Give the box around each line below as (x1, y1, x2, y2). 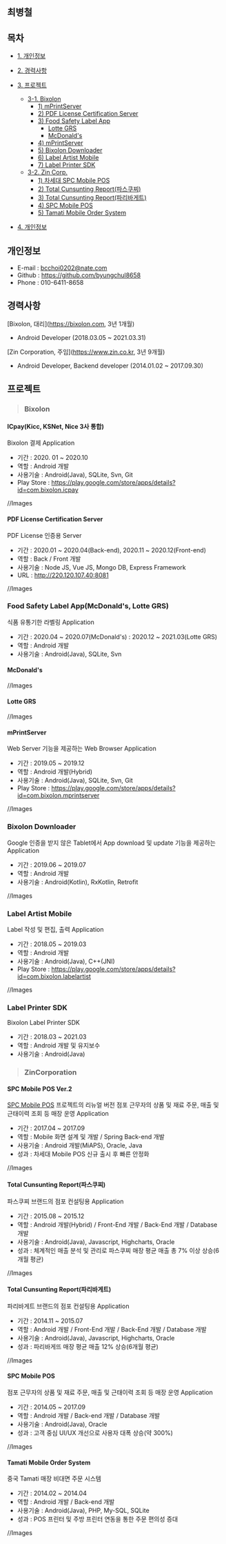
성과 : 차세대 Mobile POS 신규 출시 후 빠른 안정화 (17, 1150, 150, 1159)
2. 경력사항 (17, 66, 47, 74)
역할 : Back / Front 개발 (17, 554, 81, 563)
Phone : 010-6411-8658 (17, 279, 84, 287)
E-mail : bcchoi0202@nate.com (17, 264, 107, 272)
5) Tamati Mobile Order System (37, 209, 126, 217)
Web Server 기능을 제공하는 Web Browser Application (7, 744, 156, 753)
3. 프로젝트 (17, 81, 47, 90)
